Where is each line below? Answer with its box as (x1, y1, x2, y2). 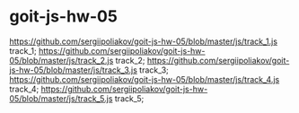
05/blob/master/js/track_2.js (9, 55, 114, 65)
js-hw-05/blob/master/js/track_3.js (9, 65, 137, 75)
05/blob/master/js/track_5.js (9, 92, 113, 104)
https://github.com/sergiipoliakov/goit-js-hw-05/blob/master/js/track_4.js (9, 74, 280, 84)
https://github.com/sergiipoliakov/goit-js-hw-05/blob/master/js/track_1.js (9, 36, 278, 47)
